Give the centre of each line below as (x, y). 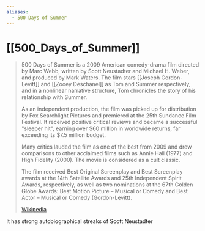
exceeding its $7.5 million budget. (63, 135)
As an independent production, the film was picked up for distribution (109, 109)
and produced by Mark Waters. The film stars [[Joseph (91, 78)
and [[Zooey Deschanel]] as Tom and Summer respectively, (116, 84)
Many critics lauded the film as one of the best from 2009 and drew (106, 147)
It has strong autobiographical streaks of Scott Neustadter (80, 221)
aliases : (17, 12)
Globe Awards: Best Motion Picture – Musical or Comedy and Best (104, 191)
